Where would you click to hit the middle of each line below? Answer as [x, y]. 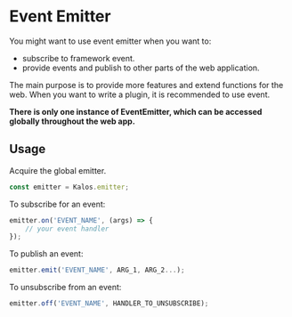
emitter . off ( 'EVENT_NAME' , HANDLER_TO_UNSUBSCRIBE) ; [109, 304]
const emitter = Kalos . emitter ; [69, 187]
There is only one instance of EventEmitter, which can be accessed [136, 111]
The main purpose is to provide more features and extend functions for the [146, 85]
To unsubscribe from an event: [65, 288]
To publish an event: [46, 254]
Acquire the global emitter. [58, 170]
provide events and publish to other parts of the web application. [141, 68]
